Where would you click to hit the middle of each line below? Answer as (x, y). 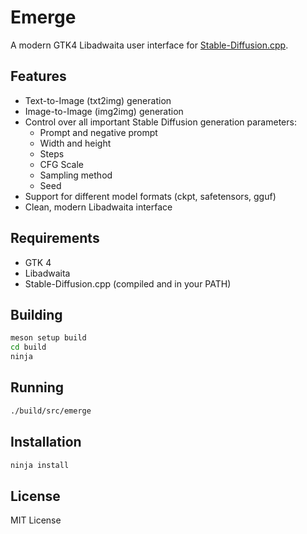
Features (38, 76)
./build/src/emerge (51, 411)
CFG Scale (61, 164)
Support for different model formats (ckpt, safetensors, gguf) (150, 196)
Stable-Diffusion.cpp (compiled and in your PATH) (128, 283)
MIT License (36, 520)
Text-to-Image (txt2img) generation (98, 100)
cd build (28, 347)
